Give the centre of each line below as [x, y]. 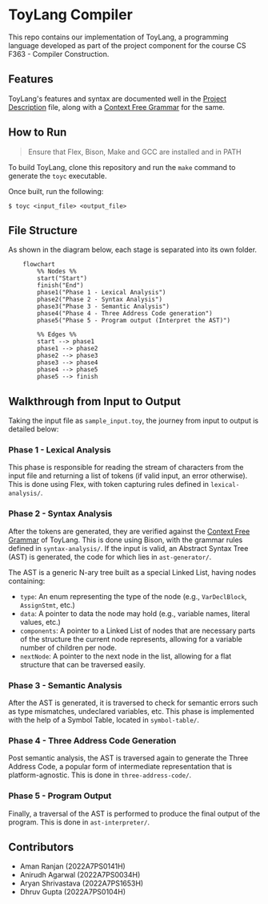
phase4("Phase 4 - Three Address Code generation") [125, 314]
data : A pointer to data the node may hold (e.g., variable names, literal [135, 613]
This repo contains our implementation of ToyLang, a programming [119, 37]
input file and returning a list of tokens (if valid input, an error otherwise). [128, 476]
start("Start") [62, 278]
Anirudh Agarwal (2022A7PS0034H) [80, 875]
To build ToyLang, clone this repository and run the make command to [122, 167]
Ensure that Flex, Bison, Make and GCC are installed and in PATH [134, 152]
